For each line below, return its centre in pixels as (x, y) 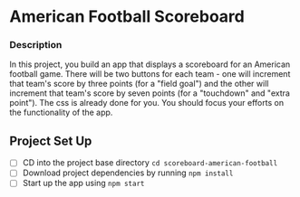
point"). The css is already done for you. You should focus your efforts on (146, 103)
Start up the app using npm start (83, 183)
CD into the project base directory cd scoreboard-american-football (150, 163)
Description (36, 45)
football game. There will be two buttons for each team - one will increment (150, 74)
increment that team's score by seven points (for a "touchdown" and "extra (150, 93)
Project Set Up (51, 141)
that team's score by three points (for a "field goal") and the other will (139, 84)
